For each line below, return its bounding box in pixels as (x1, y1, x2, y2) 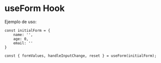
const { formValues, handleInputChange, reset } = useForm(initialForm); (4, 53, 157, 58)
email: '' (13, 40, 33, 46)
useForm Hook (4, 3, 65, 14)
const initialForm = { (4, 28, 50, 33)
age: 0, (13, 37, 29, 41)
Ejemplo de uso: (4, 19, 37, 25)
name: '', (13, 32, 33, 37)
